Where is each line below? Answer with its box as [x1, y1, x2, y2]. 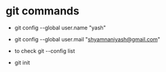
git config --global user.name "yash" [14, 24, 107, 31]
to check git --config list [14, 47, 75, 55]
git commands [5, 4, 79, 18]
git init [14, 59, 30, 66]
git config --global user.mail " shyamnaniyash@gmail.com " [14, 35, 161, 43]
